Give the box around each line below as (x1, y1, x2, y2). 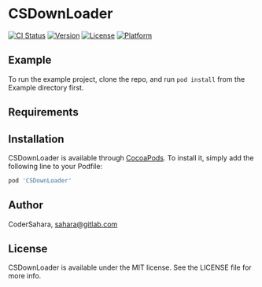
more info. (8, 271, 42, 281)
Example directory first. (8, 83, 84, 92)
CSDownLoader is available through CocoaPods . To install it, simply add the (8, 153, 254, 162)
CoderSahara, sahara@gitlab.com (8, 219, 118, 229)
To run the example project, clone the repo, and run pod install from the (8, 74, 245, 83)
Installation (8, 132, 65, 145)
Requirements (8, 105, 79, 119)
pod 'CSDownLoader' (8, 176, 72, 185)
